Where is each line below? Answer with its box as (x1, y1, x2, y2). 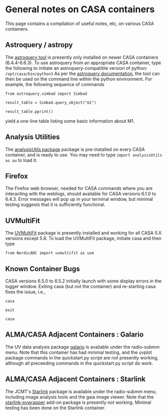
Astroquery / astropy (5, 41, 73, 49)
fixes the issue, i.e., (5, 289, 46, 295)
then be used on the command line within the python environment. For (5, 75, 152, 82)
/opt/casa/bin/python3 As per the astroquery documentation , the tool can (5, 70, 160, 76)
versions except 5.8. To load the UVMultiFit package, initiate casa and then (5, 236, 161, 242)
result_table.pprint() (5, 109, 53, 114)
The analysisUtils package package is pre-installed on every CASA (5, 146, 145, 152)
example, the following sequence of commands (5, 81, 105, 87)
